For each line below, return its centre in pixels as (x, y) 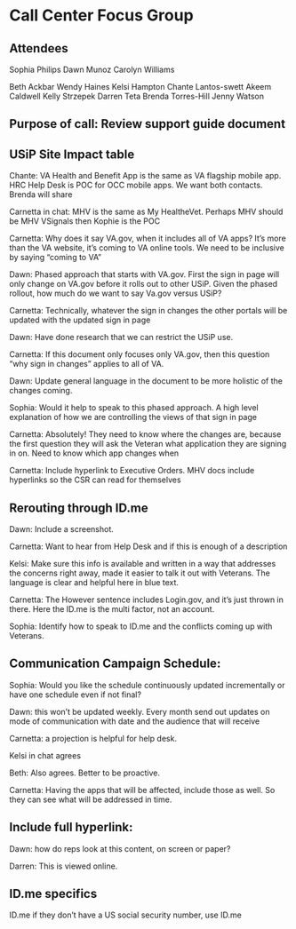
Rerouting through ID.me (79, 508)
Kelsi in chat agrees (45, 755)
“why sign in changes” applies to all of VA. (87, 364)
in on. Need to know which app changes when (94, 453)
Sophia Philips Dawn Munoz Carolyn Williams (92, 69)
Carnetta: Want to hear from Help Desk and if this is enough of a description (148, 546)
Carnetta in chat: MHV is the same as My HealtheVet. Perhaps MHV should (146, 212)
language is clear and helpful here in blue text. (94, 583)
